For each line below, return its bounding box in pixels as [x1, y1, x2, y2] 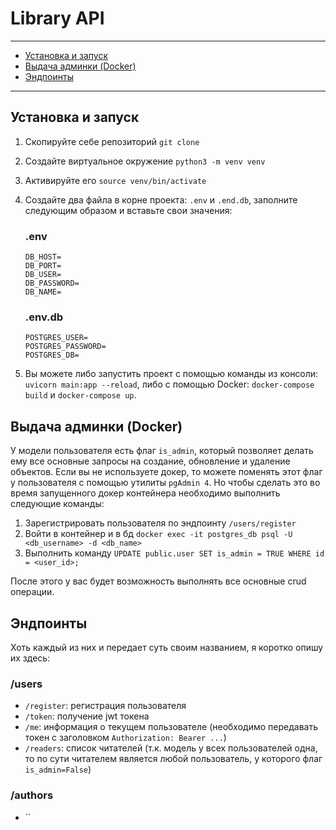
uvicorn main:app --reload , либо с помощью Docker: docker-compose [24, 378, 315, 391]
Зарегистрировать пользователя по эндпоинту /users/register [24, 517, 297, 529]
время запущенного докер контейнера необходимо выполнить [10, 487, 281, 499]
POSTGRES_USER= [24, 333, 89, 343]
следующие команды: [10, 498, 105, 510]
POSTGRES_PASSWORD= [24, 342, 107, 352]
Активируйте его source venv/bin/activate [24, 174, 207, 186]
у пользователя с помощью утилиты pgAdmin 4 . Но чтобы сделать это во [10, 477, 321, 489]
